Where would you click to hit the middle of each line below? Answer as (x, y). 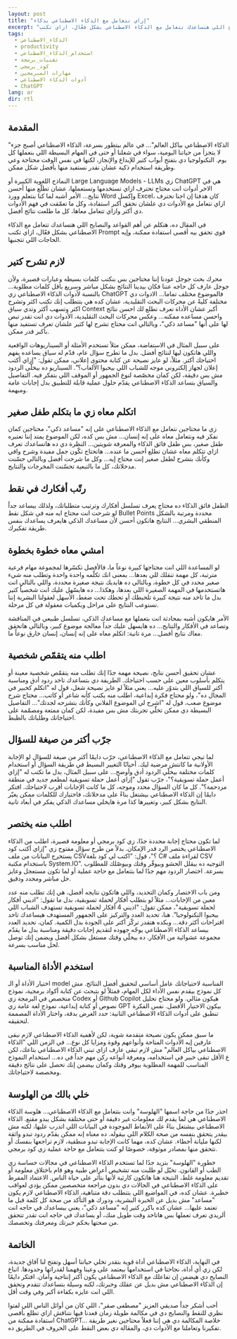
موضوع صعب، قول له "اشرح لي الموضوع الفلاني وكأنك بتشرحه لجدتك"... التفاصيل (115, 702)
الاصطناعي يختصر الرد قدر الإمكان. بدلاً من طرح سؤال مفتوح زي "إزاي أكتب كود (112, 848)
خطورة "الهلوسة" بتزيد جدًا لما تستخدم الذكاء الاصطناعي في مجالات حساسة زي (112, 1163)
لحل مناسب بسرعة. (34, 944)
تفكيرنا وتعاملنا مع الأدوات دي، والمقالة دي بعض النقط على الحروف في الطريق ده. (115, 1328)
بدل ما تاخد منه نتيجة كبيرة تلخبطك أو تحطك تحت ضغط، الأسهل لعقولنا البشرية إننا (115, 598)
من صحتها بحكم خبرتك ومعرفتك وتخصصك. (63, 1223)
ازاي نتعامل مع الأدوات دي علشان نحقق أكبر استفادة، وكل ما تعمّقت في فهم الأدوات (117, 203)
